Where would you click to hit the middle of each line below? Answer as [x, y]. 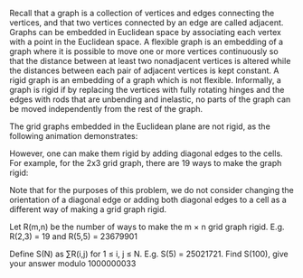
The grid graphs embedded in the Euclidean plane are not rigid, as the [140, 126]
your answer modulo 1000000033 [73, 264]
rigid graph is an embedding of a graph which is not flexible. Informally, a [146, 80]
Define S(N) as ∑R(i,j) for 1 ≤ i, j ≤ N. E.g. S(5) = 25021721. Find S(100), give [149, 254]
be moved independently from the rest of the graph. [106, 109]
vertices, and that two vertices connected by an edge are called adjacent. [147, 23]
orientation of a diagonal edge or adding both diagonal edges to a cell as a [148, 199]
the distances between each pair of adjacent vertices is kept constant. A [144, 70]
